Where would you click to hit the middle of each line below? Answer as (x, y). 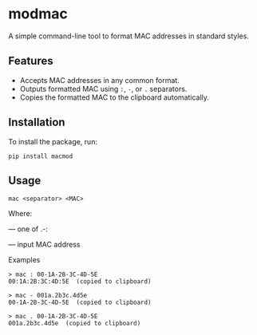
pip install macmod (41, 156)
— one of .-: (28, 229)
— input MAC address (44, 245)
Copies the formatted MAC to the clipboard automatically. (115, 97)
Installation (37, 122)
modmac (38, 14)
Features (31, 61)
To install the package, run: (53, 141)
